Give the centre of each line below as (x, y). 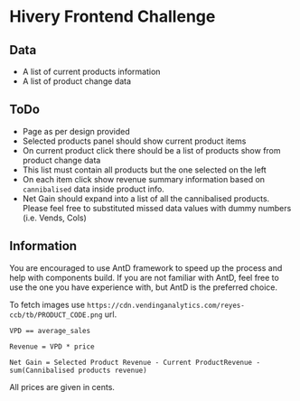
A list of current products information (91, 71)
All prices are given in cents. (62, 387)
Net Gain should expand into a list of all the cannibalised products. (146, 198)
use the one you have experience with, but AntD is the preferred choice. (144, 287)
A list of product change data (77, 81)
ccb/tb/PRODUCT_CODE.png (56, 315)
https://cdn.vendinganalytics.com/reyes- (166, 305)
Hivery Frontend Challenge (112, 17)
